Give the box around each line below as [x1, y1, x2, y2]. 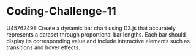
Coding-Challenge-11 [6, 4, 116, 18]
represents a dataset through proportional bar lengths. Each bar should [6, 30, 186, 38]
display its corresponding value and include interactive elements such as [6, 37, 190, 44]
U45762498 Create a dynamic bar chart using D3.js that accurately [6, 24, 176, 32]
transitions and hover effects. [6, 44, 81, 51]
